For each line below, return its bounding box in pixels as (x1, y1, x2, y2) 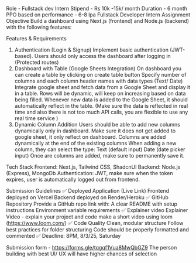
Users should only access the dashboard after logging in (34, 53, 171, 59)
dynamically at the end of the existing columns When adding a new (14, 140, 177, 146)
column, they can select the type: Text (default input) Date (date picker (14, 146, 185, 153)
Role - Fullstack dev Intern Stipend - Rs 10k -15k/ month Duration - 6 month (6, 5, 188, 12)
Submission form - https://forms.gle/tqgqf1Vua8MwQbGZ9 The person (6, 244, 177, 251)
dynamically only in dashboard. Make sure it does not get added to (14, 127, 176, 134)
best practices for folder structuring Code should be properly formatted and (6, 226, 189, 233)
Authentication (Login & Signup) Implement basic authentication (14, 46, 169, 53)
